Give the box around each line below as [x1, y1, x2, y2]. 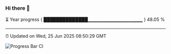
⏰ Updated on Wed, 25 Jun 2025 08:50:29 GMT [5, 33, 107, 39]
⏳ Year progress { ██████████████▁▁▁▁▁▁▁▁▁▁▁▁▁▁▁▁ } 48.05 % [5, 16, 165, 22]
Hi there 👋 [5, 5, 31, 12]
